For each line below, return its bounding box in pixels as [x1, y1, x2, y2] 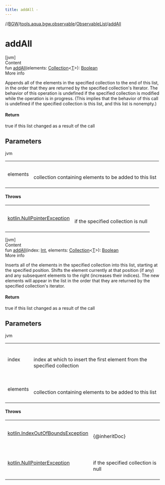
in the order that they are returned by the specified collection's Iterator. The [5, 85, 158, 91]
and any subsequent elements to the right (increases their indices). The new [5, 272, 160, 278]
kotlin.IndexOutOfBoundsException [7, 430, 88, 437]
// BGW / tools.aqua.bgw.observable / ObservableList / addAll [5, 21, 121, 27]
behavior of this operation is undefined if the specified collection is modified [5, 90, 160, 96]
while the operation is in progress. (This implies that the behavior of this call [5, 95, 159, 101]
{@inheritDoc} [93, 433, 126, 440]
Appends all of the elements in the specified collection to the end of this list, [5, 79, 159, 85]
